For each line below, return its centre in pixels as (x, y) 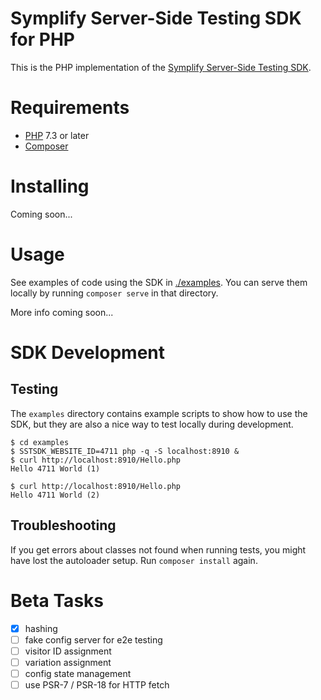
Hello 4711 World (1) (55, 468)
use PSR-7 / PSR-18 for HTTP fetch (97, 684)
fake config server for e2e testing (93, 639)
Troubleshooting (63, 525)
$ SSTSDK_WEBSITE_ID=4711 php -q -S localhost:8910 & (125, 451)
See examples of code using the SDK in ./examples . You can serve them (159, 282)
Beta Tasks (57, 600)
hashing (41, 628)
